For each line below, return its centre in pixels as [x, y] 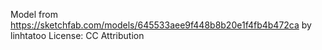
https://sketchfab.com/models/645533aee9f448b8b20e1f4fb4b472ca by [161, 25]
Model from [34, 14]
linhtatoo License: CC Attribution [77, 35]
